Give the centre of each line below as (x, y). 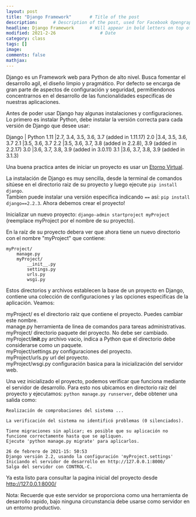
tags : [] (17, 44)
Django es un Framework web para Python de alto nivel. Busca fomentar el (96, 77)
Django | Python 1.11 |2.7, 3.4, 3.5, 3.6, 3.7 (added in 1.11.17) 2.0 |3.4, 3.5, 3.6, (97, 137)
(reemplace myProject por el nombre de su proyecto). (71, 220)
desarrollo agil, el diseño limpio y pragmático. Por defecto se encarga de (93, 83)
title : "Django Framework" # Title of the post (73, 17)
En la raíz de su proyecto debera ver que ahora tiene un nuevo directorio (93, 232)
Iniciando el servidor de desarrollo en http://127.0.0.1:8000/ (86, 462)
